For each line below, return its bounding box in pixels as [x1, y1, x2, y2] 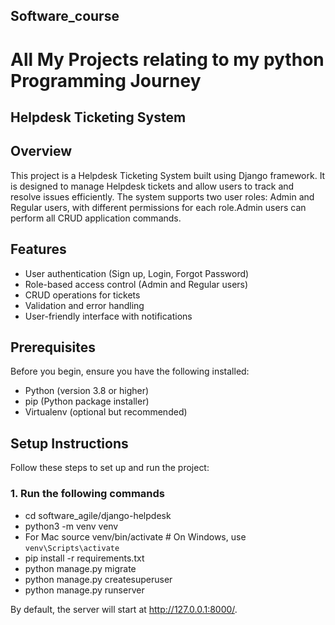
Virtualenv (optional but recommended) [24, 406, 188, 418]
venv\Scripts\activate [24, 543, 120, 553]
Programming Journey [10, 69, 202, 92]
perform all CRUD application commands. [10, 212, 182, 224]
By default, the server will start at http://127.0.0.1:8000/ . [10, 603, 238, 615]
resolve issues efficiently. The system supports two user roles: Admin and [10, 190, 315, 203]
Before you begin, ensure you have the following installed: [10, 365, 250, 378]
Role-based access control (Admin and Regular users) [24, 278, 249, 290]
